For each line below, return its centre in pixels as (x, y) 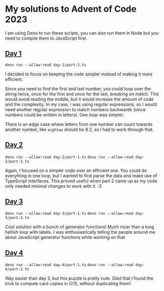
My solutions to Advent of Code (71, 9)
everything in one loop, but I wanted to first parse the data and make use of (81, 175)
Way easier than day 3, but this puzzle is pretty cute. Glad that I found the (79, 278)
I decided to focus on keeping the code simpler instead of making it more (79, 74)
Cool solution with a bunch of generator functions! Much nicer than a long (80, 227)
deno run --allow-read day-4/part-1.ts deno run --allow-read (69, 265)
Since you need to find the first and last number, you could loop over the (78, 89)
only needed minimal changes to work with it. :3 (53, 186)
